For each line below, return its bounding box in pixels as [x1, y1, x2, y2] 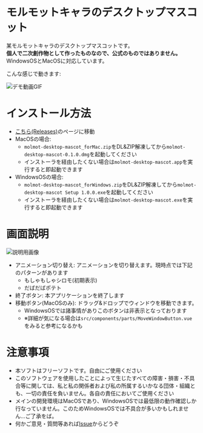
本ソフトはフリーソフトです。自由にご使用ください [15, 367, 142, 374]
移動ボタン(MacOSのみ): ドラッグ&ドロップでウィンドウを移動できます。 [15, 299, 198, 307]
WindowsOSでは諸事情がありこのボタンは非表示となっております [24, 307, 187, 314]
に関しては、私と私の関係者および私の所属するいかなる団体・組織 [25, 382, 191, 389]
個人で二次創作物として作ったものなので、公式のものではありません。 [6, 49, 181, 56]
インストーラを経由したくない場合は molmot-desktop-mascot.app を [24, 158, 188, 165]
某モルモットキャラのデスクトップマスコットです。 [6, 42, 133, 49]
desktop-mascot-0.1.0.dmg [24, 151, 90, 158]
